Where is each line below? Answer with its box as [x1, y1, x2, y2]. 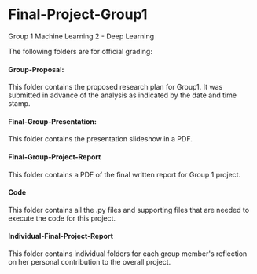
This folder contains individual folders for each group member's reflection [8, 249, 248, 258]
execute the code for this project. [8, 214, 116, 223]
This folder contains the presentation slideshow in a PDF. [8, 134, 193, 144]
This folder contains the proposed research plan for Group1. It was [8, 82, 223, 92]
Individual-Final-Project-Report [8, 232, 114, 241]
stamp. [8, 99, 31, 108]
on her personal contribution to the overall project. [8, 257, 171, 266]
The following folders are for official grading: [8, 46, 153, 56]
